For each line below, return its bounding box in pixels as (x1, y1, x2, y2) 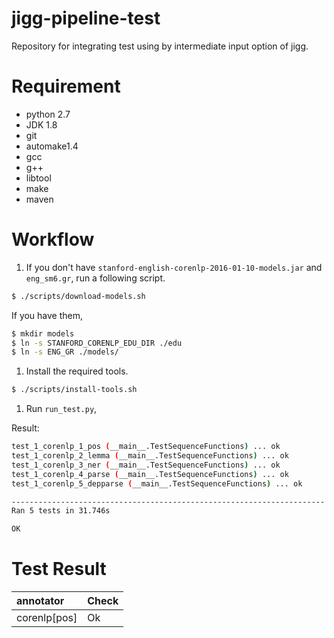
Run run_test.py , (25, 403, 98, 415)
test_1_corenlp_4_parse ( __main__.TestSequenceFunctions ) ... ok (11, 469, 289, 479)
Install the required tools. (25, 365, 129, 377)
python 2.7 (25, 108, 71, 120)
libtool (25, 172, 52, 184)
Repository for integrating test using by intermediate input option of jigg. (11, 40, 309, 52)
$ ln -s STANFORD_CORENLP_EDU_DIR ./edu (11, 338, 183, 348)
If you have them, (11, 309, 84, 321)
